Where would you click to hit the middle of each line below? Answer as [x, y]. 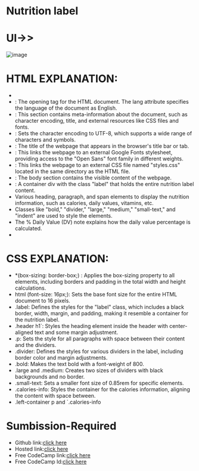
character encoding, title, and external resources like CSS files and [97, 121]
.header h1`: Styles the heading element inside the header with [91, 326]
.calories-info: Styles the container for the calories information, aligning [102, 389]
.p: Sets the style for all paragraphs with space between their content [100, 339]
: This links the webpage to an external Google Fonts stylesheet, [94, 153]
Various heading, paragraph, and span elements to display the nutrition [102, 197]
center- [178, 326]
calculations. [30, 288]
